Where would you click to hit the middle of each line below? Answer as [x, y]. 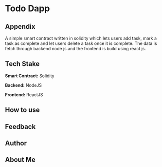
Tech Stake [22, 64]
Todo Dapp [27, 9]
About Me [20, 160]
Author [16, 143]
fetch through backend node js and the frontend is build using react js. [76, 49]
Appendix [20, 27]
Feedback [20, 127]
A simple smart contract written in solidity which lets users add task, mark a [81, 38]
